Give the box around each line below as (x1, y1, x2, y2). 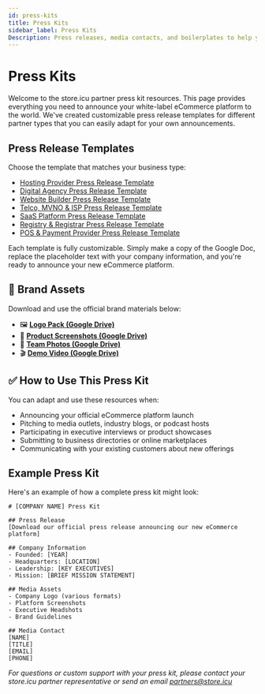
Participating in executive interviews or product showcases (19, 427, 212, 436)
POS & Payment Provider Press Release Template (19, 228, 180, 237)
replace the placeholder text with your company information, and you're (8, 252, 242, 261)
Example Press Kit (8, 467, 99, 480)
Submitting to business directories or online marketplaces (19, 435, 207, 445)
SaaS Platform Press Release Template (19, 211, 146, 221)
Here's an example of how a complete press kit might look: (8, 487, 200, 497)
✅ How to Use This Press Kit (8, 374, 149, 387)
